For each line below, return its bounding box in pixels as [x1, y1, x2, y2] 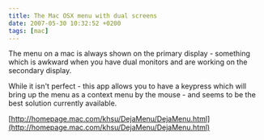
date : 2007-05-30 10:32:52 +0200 [8, 19, 121, 27]
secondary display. [8, 66, 72, 76]
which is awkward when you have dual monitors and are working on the [8, 57, 248, 67]
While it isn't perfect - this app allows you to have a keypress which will [8, 81, 247, 91]
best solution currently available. [8, 98, 117, 109]
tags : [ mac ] [8, 27, 49, 35]
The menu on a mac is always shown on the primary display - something [8, 49, 251, 59]
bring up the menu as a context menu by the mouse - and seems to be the [8, 90, 257, 100]
